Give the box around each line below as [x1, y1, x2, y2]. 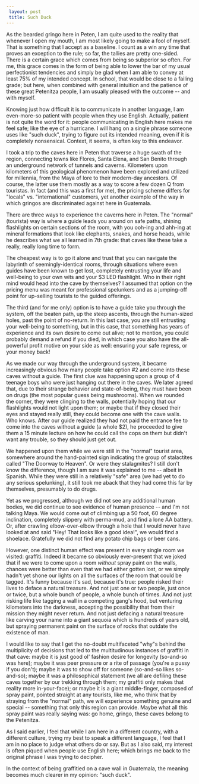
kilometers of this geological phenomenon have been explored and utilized [6, 168, 189, 175]
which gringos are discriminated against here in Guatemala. [6, 199, 152, 206]
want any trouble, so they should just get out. [6, 436, 117, 443]
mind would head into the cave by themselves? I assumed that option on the [6, 280, 192, 287]
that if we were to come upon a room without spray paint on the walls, [6, 559, 177, 566]
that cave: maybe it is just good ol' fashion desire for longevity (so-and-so [6, 653, 188, 660]
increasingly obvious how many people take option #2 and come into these [6, 366, 190, 373]
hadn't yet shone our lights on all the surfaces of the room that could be [6, 572, 182, 579]
